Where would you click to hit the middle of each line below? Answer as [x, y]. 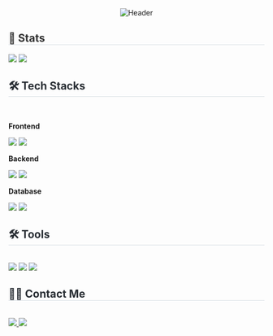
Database [25, 191]
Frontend [24, 126]
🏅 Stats [27, 39]
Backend [24, 159]
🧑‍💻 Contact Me [47, 293]
